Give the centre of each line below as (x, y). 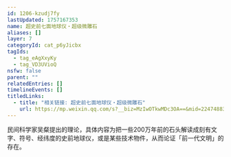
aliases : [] (24, 33)
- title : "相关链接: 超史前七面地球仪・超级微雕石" (79, 103)
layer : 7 (20, 39)
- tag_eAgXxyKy (35, 58)
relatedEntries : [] (35, 84)
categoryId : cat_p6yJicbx (44, 45)
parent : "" (23, 77)
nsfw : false (24, 71)
